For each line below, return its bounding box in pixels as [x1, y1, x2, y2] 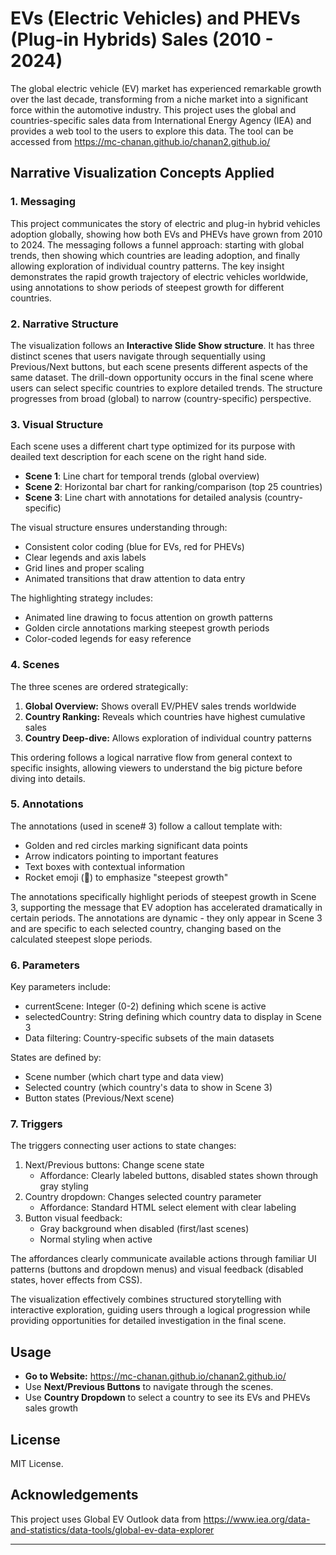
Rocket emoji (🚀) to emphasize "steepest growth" [24, 871, 229, 883]
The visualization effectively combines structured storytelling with [10, 1293, 282, 1306]
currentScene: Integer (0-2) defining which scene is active [24, 1000, 267, 1012]
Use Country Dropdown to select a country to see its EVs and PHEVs [24, 1392, 311, 1404]
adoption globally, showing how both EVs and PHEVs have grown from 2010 [10, 228, 323, 240]
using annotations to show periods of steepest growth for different [10, 281, 285, 293]
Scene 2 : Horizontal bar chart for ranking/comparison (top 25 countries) [24, 481, 323, 493]
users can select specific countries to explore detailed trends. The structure [10, 382, 323, 394]
